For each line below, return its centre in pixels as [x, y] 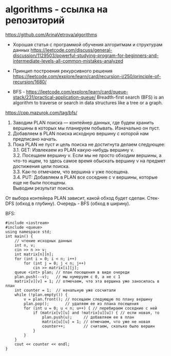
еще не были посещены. [40, 182]
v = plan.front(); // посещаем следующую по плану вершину [88, 299]
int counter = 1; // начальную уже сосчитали [65, 290]
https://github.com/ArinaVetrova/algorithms [51, 34]
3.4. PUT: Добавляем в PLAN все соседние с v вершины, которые [85, 177]
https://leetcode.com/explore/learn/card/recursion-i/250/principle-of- [87, 76]
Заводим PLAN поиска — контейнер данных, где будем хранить [83, 122]
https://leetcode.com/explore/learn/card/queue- [77, 91]
